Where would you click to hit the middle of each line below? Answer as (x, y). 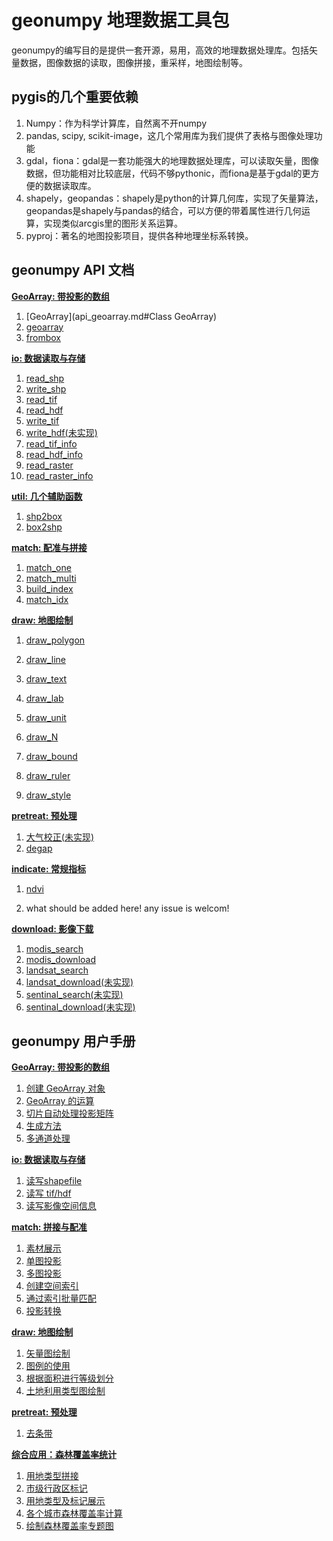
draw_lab (44, 698)
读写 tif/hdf (48, 1193)
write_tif (42, 420)
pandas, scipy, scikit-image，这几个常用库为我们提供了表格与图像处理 (169, 135)
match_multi (51, 578)
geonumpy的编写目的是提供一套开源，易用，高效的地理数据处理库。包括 (160, 50)
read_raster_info (59, 475)
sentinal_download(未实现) (80, 1007)
